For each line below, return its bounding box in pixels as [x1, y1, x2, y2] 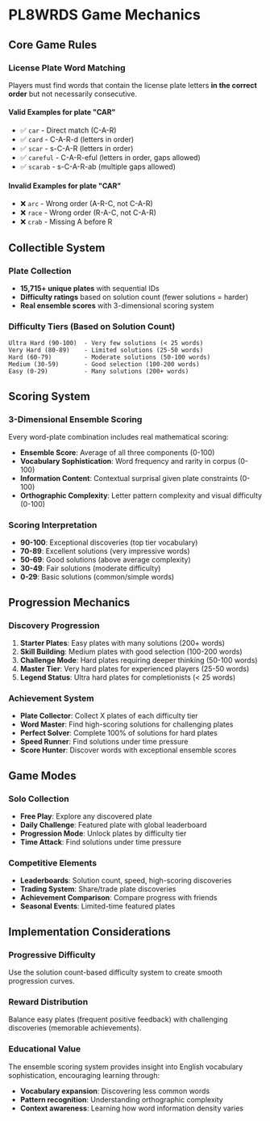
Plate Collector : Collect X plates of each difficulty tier [19, 711, 199, 721]
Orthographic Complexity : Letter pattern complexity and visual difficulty [19, 491, 263, 500]
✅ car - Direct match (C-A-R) [19, 125, 117, 135]
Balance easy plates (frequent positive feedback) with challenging [8, 1014, 228, 1024]
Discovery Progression [8, 620, 100, 631]
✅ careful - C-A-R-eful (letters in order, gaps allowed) [19, 153, 201, 162]
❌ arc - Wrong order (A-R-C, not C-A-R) [19, 199, 153, 209]
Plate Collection [8, 265, 72, 276]
